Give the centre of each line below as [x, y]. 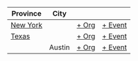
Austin [60, 47]
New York [27, 25]
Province [26, 13]
